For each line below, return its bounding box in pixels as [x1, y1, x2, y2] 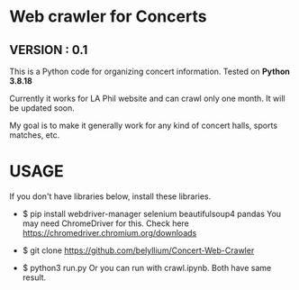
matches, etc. [9, 130, 60, 140]
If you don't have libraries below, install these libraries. [9, 191, 212, 202]
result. [22, 272, 47, 283]
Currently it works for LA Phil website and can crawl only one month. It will [9, 93, 285, 104]
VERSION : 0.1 [9, 42, 88, 58]
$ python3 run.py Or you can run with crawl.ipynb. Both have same [22, 262, 272, 273]
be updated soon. [9, 103, 75, 113]
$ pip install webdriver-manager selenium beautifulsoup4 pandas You [22, 208, 282, 219]
